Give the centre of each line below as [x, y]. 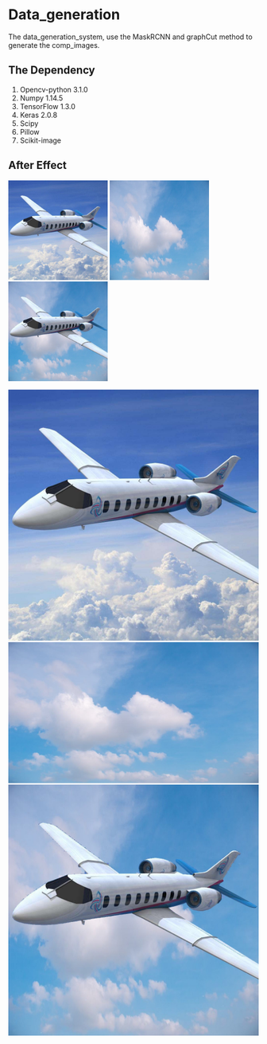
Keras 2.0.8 [39, 115]
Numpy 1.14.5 [41, 98]
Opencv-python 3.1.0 [54, 89]
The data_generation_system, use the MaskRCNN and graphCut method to [130, 37]
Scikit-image [41, 140]
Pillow [29, 131]
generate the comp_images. [54, 45]
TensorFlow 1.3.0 [47, 106]
